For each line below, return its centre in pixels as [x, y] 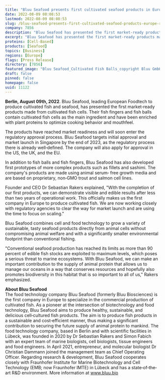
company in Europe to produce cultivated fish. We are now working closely [81, 203]
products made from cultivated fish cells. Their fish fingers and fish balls [79, 112]
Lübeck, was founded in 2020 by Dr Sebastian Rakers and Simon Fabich [78, 336]
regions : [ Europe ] [24, 55]
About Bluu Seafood [26, 289]
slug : [11, 23]
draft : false [18, 74]
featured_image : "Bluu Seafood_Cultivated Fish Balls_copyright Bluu [78, 69]
